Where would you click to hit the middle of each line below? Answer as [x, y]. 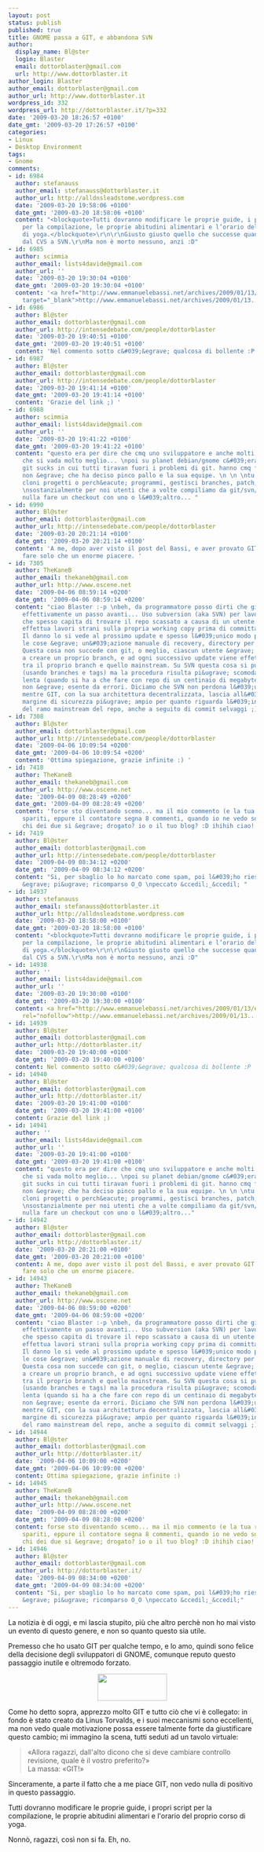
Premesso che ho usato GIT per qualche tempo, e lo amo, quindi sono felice [131, 1645]
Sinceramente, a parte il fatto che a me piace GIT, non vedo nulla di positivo [130, 1784]
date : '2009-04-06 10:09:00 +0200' [73, 1462]
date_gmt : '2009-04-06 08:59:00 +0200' [81, 1315]
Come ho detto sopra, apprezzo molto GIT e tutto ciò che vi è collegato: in [128, 1711]
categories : [27, 132]
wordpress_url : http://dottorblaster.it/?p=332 [88, 111]
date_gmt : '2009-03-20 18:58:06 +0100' [81, 213]
